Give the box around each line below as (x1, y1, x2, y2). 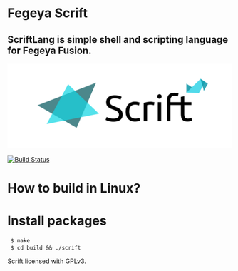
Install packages (7, 213, 107, 229)
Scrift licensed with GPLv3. (7, 257, 87, 265)
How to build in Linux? (7, 180, 141, 197)
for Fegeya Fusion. (7, 44, 92, 56)
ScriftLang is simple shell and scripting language (7, 34, 229, 46)
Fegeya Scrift (7, 5, 88, 21)
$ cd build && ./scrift (10, 245, 81, 252)
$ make (10, 237, 31, 245)
